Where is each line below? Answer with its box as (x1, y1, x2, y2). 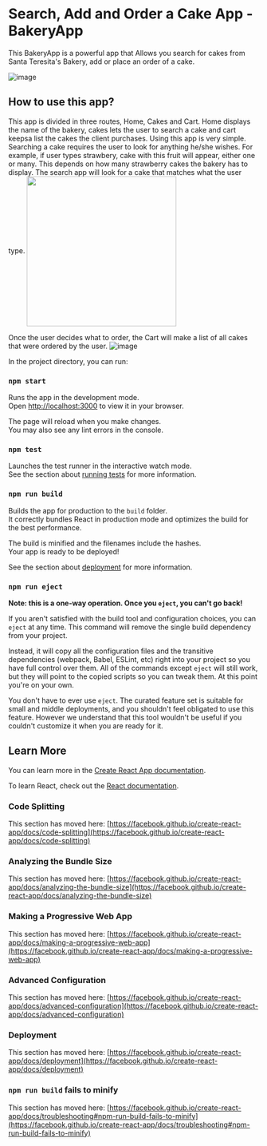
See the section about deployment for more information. (8, 562, 193, 572)
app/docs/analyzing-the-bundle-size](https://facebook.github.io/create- (8, 882, 247, 892)
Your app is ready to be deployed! (8, 546, 120, 556)
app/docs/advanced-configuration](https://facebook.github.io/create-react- (8, 1001, 259, 1010)
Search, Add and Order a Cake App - (8, 5, 253, 23)
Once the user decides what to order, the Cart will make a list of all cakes (8, 332, 249, 342)
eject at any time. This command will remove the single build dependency (8, 622, 252, 632)
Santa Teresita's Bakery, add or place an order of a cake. (8, 57, 195, 66)
